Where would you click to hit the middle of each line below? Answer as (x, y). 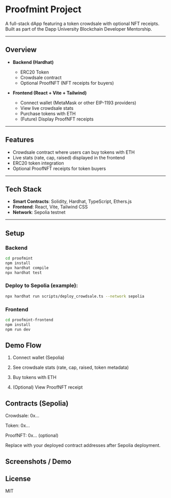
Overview (21, 50)
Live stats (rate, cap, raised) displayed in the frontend (69, 157)
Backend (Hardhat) (33, 62)
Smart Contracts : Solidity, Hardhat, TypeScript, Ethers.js (72, 201)
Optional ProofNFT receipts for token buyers (59, 168)
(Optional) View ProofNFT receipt (48, 387)
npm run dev (18, 329)
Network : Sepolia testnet (39, 212)
